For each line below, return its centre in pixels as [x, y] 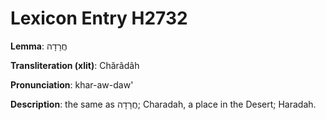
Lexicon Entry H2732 [99, 18]
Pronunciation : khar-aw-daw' [72, 84]
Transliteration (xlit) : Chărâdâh [75, 65]
